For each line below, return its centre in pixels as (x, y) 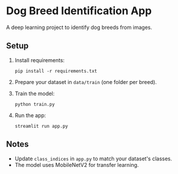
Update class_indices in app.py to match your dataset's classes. (93, 159)
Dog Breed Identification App (79, 11)
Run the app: (30, 115)
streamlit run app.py (41, 126)
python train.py (35, 104)
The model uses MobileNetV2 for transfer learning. (77, 165)
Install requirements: (40, 60)
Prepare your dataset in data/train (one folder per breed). (86, 82)
